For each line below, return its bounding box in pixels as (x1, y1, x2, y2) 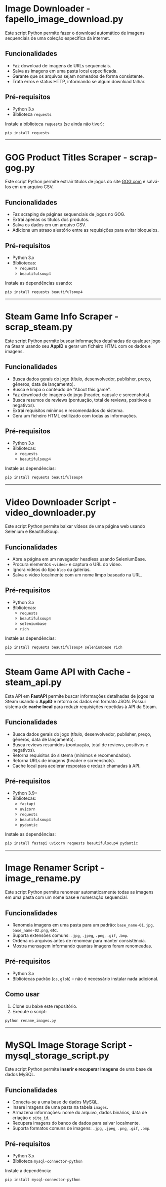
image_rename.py (5, 873, 81, 884)
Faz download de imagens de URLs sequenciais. (12, 62, 111, 68)
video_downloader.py (5, 507, 96, 518)
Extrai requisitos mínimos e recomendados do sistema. (12, 407, 124, 413)
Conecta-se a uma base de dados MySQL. (12, 1099, 99, 1105)
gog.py (5, 162, 35, 173)
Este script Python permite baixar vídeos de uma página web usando (5, 523, 146, 529)
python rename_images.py (5, 1018, 56, 1023)
